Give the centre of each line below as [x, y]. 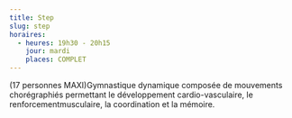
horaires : [28, 34]
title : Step [32, 18]
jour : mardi [48, 51]
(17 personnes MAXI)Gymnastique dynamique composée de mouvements [146, 85]
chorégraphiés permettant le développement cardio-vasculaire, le [132, 95]
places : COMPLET [56, 59]
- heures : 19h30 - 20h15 [64, 43]
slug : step [30, 26]
